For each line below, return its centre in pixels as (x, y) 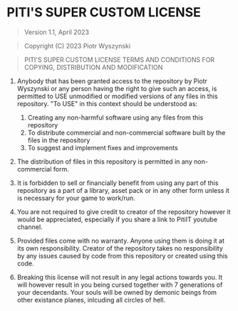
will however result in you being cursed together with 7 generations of (120, 285)
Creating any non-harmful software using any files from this (115, 117)
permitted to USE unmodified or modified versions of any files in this (117, 96)
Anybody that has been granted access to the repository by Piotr (112, 81)
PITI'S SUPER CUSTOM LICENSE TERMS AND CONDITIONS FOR (119, 59)
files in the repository (59, 140)
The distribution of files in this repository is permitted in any (105, 162)
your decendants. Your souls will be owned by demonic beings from (117, 292)
